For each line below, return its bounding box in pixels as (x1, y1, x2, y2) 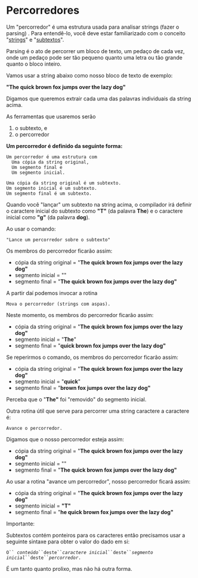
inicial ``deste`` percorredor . (6, 555, 82, 561)
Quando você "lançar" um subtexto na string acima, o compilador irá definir (6, 201, 192, 208)
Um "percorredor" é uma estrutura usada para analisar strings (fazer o (6, 23, 180, 30)
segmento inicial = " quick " (14, 377, 81, 385)
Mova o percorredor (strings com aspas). (6, 301, 111, 307)
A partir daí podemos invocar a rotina (6, 289, 98, 296)
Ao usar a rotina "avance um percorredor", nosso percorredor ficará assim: (6, 478, 191, 485)
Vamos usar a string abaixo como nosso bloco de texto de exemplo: (6, 72, 173, 79)
